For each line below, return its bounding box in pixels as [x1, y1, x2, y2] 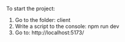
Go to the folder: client [14, 17, 71, 23]
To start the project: [6, 5, 55, 12]
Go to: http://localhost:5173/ [14, 29, 84, 36]
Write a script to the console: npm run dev [14, 23, 120, 30]
